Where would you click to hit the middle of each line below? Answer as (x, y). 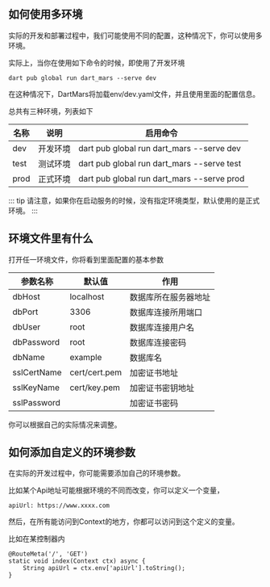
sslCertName (37, 372)
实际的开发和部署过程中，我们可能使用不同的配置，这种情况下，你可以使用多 (135, 36)
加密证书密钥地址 (162, 388)
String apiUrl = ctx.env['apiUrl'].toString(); (104, 568)
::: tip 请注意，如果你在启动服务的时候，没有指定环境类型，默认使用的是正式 (134, 200)
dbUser (27, 327)
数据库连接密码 (158, 342)
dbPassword (36, 342)
